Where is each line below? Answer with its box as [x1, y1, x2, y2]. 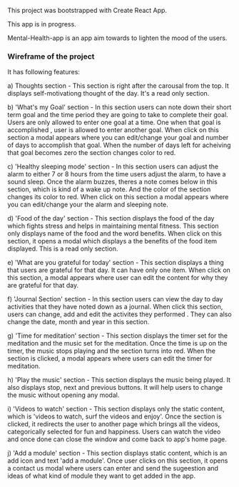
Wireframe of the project [7, 51, 95, 61]
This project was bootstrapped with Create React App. [7, 6, 168, 14]
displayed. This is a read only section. [7, 244, 118, 253]
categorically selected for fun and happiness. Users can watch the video [7, 428, 221, 436]
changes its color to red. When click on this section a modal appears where [7, 193, 229, 201]
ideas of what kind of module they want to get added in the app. [7, 471, 196, 481]
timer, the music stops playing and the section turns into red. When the [7, 346, 216, 356]
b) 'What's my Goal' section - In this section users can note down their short [7, 103, 232, 111]
